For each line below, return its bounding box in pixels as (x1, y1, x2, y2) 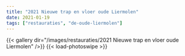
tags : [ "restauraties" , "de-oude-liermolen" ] (6, 20, 122, 26)
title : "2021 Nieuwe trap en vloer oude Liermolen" (6, 8, 139, 15)
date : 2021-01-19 (6, 14, 50, 20)
